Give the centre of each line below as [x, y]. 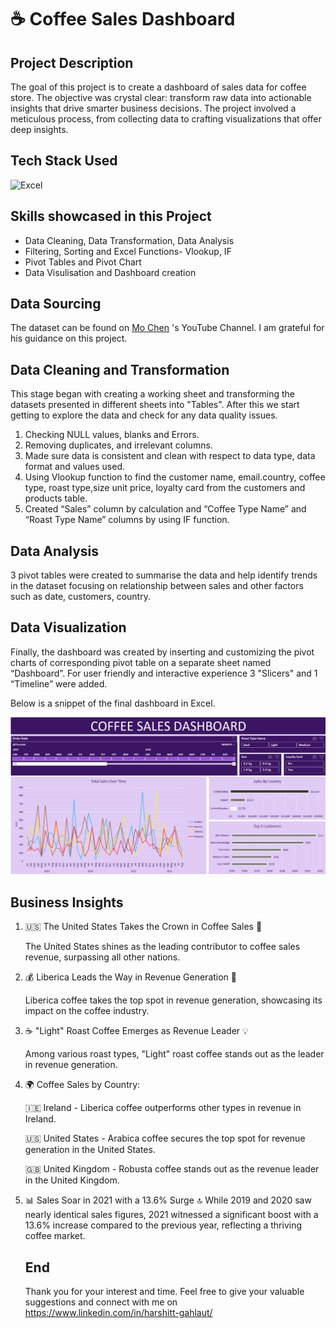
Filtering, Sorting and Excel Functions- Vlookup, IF [128, 251]
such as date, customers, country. [80, 597]
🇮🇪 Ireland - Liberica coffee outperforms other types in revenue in [163, 1108]
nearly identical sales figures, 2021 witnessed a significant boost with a [171, 1215]
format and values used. [74, 467]
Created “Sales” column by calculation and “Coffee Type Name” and [165, 509]
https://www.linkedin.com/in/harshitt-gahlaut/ [118, 1312]
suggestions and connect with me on [101, 1302]
